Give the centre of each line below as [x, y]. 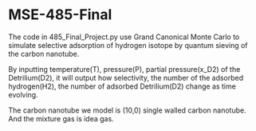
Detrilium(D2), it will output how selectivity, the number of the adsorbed [126, 77]
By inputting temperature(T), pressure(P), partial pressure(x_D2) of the [124, 69]
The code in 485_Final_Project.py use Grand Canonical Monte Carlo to [124, 37]
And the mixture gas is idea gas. [61, 118]
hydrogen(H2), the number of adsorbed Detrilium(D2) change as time [122, 86]
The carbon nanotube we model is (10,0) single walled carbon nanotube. [127, 110]
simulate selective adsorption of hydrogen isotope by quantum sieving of [128, 45]
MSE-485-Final [60, 15]
